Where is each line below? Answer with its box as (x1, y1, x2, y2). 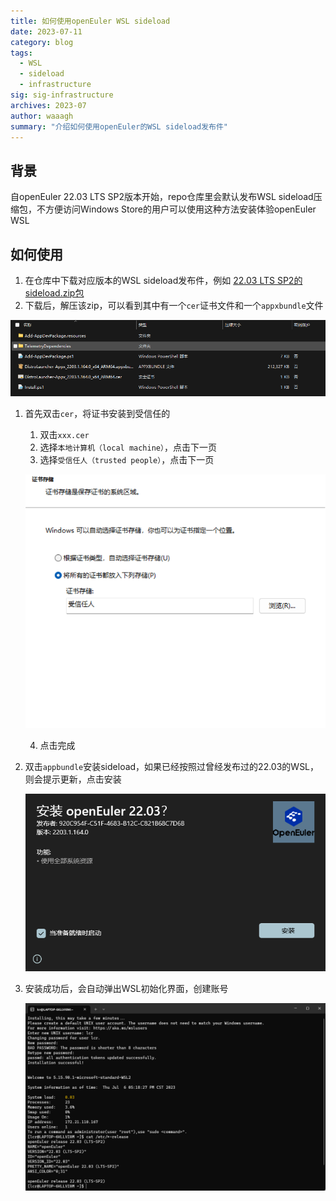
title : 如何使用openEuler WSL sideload (10, 16, 171, 26)
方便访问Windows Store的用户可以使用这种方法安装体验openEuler (44, 203, 317, 215)
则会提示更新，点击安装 (24, 773, 122, 785)
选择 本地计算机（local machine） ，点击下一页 (39, 441, 217, 454)
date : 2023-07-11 (10, 26, 83, 37)
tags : (10, 48, 33, 58)
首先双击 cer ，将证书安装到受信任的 (24, 408, 171, 420)
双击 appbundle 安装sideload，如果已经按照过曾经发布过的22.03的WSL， (24, 760, 320, 772)
